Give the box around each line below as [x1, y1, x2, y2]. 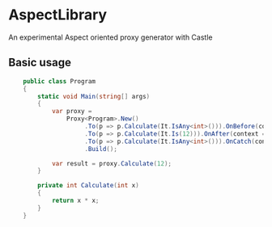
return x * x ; [51, 196, 100, 204]
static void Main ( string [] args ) [37, 92, 151, 100]
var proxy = [51, 107, 92, 116]
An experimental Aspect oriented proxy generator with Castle [8, 32, 213, 42]
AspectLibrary [8, 6, 108, 24]
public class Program [23, 77, 96, 86]
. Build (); [84, 145, 117, 153]
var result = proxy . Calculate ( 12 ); [51, 159, 172, 167]
